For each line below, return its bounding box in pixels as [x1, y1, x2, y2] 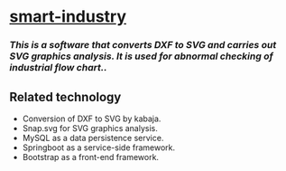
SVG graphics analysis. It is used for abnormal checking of [9, 50, 273, 62]
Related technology [9, 89, 122, 105]
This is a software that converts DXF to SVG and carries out [9, 39, 277, 52]
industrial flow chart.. [9, 62, 107, 74]
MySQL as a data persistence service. [22, 132, 164, 143]
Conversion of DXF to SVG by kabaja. [22, 113, 161, 124]
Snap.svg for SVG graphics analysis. [22, 122, 158, 133]
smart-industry [9, 6, 127, 27]
